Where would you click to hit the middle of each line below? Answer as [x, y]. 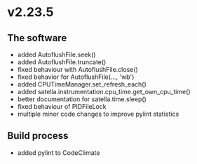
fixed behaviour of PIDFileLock [62, 106]
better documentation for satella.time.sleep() [82, 99]
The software [37, 38]
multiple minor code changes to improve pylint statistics [98, 114]
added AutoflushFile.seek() [56, 54]
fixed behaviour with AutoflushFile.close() [77, 69]
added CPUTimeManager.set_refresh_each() [82, 84]
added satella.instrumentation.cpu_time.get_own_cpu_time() [104, 92]
